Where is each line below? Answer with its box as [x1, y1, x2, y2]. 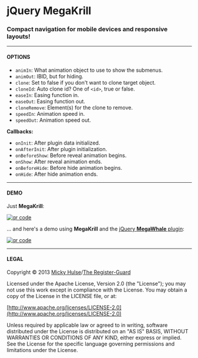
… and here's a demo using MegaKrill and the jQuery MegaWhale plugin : [6, 225, 184, 232]
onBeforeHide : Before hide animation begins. [15, 164, 123, 171]
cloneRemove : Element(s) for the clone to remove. [15, 104, 133, 111]
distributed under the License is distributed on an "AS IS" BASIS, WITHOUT [6, 328, 189, 335]
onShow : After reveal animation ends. [15, 158, 102, 165]
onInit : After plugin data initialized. [15, 139, 100, 146]
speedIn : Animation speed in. [15, 110, 85, 117]
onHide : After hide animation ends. [15, 170, 98, 178]
